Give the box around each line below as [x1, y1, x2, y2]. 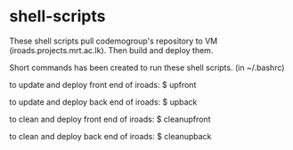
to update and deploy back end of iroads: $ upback [9, 96, 198, 107]
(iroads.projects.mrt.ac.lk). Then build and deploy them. [9, 44, 214, 55]
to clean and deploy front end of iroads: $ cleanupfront [9, 114, 211, 124]
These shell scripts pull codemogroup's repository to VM [9, 36, 218, 46]
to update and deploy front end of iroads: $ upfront [9, 79, 197, 90]
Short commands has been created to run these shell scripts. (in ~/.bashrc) [9, 62, 285, 73]
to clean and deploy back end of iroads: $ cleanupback [9, 130, 212, 141]
